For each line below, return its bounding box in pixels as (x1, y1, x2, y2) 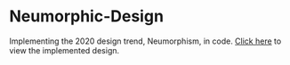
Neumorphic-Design (9, 6, 165, 27)
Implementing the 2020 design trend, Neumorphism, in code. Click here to (9, 36, 282, 46)
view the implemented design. (9, 45, 120, 55)
